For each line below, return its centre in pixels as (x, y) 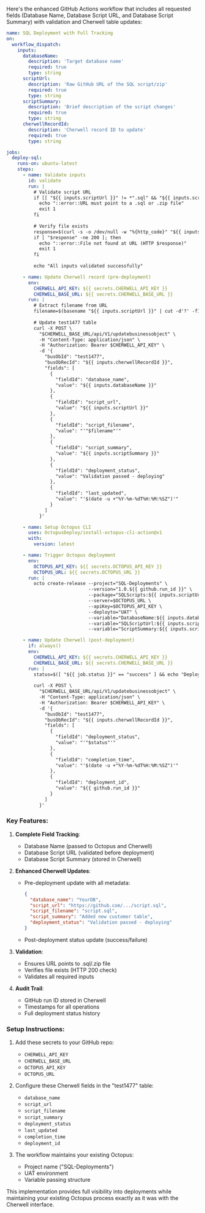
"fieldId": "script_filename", (95, 425)
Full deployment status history (62, 1013)
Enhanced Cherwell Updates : (53, 871)
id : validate (45, 181)
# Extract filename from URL (70, 305)
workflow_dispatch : (37, 44)
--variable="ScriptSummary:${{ (128, 629)
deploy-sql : (27, 158)
